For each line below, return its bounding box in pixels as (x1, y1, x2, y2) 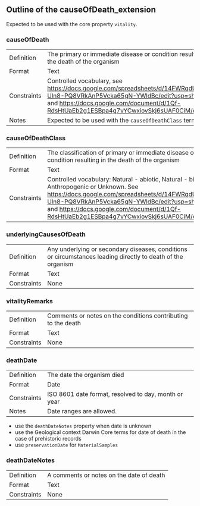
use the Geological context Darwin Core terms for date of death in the (14, 429, 186, 436)
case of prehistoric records (14, 435, 82, 442)
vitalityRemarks (6, 297, 54, 305)
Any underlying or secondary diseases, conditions (47, 245, 187, 253)
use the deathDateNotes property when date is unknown (14, 422, 152, 430)
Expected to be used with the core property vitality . (6, 20, 138, 27)
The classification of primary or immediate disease (47, 149, 189, 157)
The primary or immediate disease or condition (47, 50, 179, 58)
